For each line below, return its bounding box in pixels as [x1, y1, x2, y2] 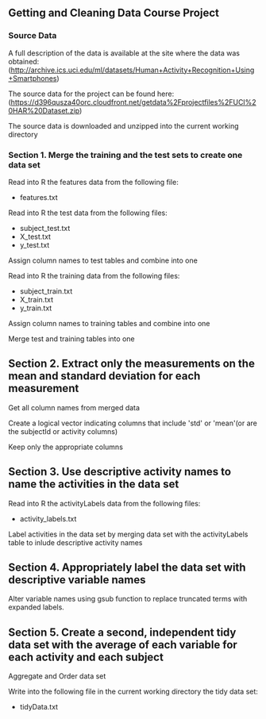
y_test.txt [19, 240, 50, 249]
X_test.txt [19, 232, 52, 241]
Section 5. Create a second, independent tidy [8, 625, 237, 639]
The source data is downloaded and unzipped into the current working [8, 121, 239, 130]
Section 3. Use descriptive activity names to [8, 465, 232, 479]
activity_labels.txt [19, 513, 77, 523]
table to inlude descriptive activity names [8, 537, 143, 547]
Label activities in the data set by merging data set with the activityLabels [8, 529, 249, 539]
